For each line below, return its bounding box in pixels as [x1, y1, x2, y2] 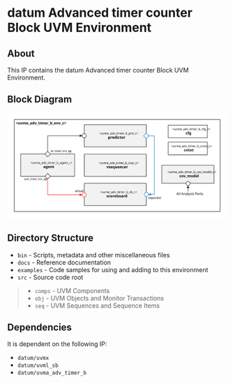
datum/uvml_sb [17, 362, 59, 369]
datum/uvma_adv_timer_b [17, 370, 87, 377]
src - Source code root [17, 273, 84, 281]
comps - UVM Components [34, 286, 110, 294]
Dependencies [7, 321, 72, 333]
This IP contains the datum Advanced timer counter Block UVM [7, 66, 189, 74]
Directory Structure [7, 232, 94, 244]
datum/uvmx [17, 354, 50, 362]
